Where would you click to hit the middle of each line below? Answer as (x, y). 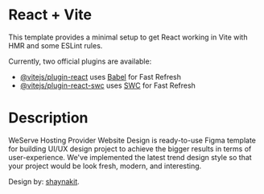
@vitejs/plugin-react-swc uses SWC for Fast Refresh (107, 85)
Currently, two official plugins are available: (80, 61)
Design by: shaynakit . (44, 181)
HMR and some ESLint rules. (56, 45)
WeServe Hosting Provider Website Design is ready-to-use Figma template (132, 140)
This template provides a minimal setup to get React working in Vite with (128, 37)
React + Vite (50, 15)
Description (48, 118)
